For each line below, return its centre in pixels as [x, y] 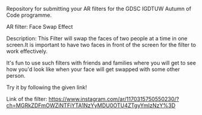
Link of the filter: [27, 99]
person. [16, 76]
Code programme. [29, 15]
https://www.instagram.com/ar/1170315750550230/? [114, 99]
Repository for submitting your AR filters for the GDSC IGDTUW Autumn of [99, 9]
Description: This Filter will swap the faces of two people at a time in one [97, 38]
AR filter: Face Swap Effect [40, 27]
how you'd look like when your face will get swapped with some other [93, 69]
